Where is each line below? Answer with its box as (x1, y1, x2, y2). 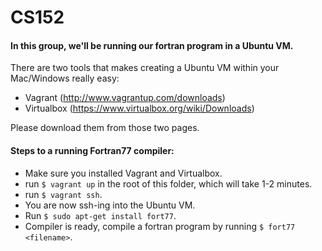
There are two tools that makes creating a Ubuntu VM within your (10, 62, 280, 74)
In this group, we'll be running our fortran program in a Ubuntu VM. (10, 39, 294, 51)
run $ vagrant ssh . (24, 188, 103, 200)
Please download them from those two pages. (10, 122, 200, 134)
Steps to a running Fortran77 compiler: (10, 144, 175, 156)
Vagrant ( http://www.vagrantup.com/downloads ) (24, 92, 226, 104)
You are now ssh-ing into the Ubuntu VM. (24, 199, 196, 211)
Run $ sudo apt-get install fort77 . (24, 209, 177, 221)
